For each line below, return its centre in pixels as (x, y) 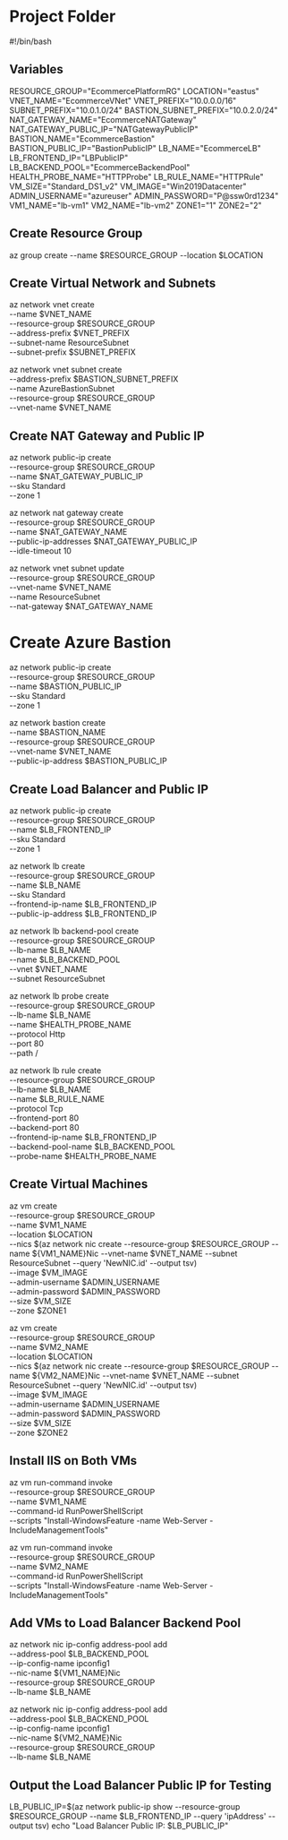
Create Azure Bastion (90, 643)
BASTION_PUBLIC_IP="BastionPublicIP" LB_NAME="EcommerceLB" (135, 148)
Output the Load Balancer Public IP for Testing (140, 1785)
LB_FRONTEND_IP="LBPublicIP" (69, 158)
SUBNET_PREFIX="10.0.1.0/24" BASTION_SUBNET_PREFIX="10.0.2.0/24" (144, 110)
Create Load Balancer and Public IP (109, 789)
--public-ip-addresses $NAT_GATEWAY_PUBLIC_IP (103, 542)
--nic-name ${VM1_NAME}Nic (65, 1673)
